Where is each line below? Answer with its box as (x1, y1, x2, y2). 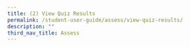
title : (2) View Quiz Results (7, 10, 96, 17)
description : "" (7, 23, 55, 30)
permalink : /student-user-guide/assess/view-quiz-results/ (7, 17, 184, 23)
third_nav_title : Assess (7, 29, 80, 37)
